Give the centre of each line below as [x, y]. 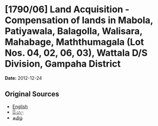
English [20, 107]
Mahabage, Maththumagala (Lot [74, 42]
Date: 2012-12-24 [23, 78]
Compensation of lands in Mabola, [79, 20]
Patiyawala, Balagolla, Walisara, [74, 31]
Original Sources [32, 94]
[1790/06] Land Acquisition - [67, 9]
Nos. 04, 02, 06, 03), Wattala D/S [76, 53]
